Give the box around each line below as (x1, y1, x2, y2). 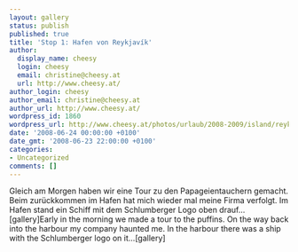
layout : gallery (9, 12, 69, 22)
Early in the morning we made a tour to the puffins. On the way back (39, 214, 289, 224)
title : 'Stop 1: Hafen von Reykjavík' (9, 37, 153, 47)
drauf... (218, 205, 246, 216)
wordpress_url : (9, 121, 66, 130)
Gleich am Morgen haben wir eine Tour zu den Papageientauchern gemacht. (9, 185, 289, 196)
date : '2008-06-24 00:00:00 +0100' (9, 129, 141, 138)
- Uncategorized (9, 153, 69, 162)
